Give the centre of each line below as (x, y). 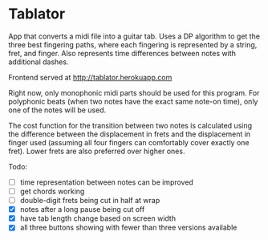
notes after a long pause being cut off (82, 209)
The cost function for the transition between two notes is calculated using (130, 125)
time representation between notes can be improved (107, 182)
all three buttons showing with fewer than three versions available (128, 228)
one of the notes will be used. (57, 110)
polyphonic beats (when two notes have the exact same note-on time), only (133, 101)
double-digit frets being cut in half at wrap (90, 201)
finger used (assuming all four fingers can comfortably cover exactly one (129, 142)
